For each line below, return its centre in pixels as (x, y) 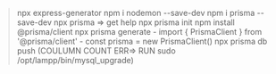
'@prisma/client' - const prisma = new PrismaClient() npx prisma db (142, 41)
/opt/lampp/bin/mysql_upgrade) (75, 60)
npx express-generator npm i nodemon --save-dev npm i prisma (136, 13)
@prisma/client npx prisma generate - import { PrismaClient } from (139, 32)
